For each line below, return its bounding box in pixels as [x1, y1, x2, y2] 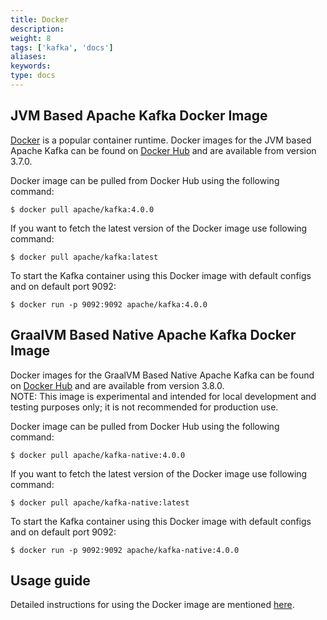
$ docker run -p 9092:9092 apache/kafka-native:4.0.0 [10, 545, 240, 555]
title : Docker [10, 14, 70, 25]
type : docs [10, 71, 56, 81]
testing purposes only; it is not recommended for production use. [10, 401, 279, 413]
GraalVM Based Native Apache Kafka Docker [10, 327, 297, 344]
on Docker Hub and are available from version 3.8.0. [10, 379, 225, 391]
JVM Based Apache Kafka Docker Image [10, 107, 268, 125]
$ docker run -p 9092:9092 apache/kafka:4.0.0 [10, 299, 208, 310]
